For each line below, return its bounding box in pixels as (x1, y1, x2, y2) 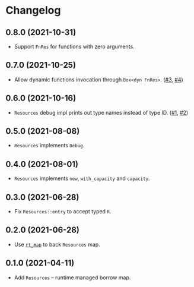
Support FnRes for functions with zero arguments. (14, 43, 135, 50)
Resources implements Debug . (14, 142, 85, 149)
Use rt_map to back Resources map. (14, 241, 100, 248)
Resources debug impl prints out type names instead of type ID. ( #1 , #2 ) (14, 109, 189, 116)
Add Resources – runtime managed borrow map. (14, 274, 131, 281)
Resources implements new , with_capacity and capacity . (14, 175, 150, 182)
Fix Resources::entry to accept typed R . (14, 208, 112, 215)
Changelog (5, 4, 61, 17)
